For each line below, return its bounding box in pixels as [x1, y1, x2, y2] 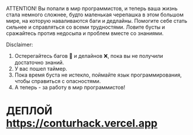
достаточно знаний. [14, 59, 64, 66]
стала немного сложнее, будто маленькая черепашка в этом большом [6, 11, 184, 18]
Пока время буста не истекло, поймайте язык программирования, [14, 71, 182, 78]
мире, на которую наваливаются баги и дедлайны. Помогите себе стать [6, 18, 188, 24]
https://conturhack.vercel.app [6, 117, 158, 130]
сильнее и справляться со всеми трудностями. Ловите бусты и [6, 23, 166, 30]
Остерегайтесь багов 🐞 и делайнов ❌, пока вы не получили [14, 53, 164, 59]
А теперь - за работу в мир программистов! [14, 84, 126, 91]
